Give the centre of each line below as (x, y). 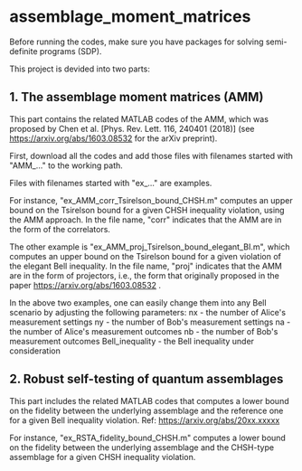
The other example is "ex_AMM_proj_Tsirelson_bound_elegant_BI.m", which (150, 247)
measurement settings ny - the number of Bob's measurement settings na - (150, 322)
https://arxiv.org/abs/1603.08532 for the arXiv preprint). (113, 138)
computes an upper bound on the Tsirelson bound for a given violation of (146, 256)
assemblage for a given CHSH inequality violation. (103, 457)
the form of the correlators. (60, 229)
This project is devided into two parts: (80, 69)
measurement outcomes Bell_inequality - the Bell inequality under (132, 341)
